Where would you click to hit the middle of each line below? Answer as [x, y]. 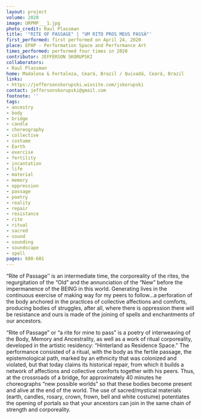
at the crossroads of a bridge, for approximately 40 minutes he [84, 377]
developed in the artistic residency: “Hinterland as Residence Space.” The [98, 345]
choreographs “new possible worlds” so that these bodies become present [99, 384]
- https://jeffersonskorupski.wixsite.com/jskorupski [75, 85]
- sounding [20, 242]
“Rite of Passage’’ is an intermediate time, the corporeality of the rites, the [98, 276]
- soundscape [23, 248]
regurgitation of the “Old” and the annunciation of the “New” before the [94, 283]
